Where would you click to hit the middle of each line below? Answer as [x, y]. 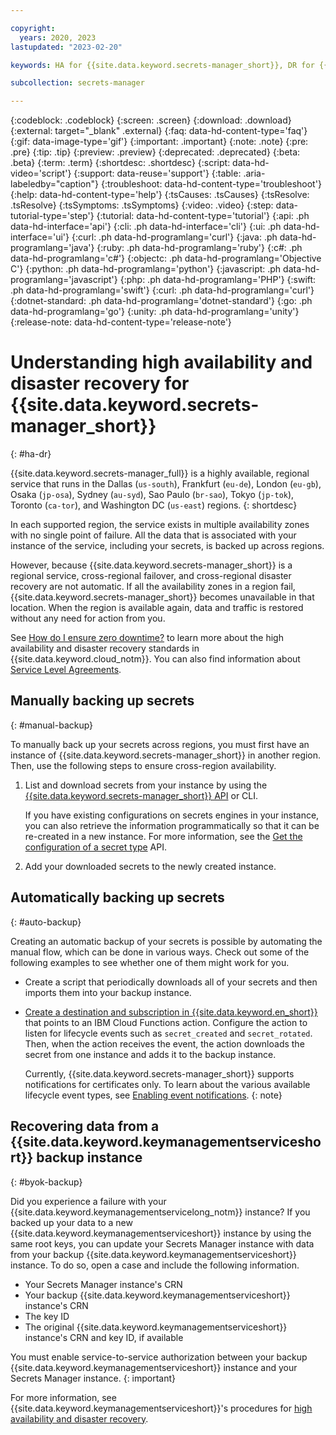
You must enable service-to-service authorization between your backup [159, 1357]
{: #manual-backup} [52, 725]
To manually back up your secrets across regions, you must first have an [160, 744]
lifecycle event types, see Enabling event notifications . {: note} [153, 1095]
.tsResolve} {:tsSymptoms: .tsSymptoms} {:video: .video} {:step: [142, 205]
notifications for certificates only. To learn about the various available [167, 1084]
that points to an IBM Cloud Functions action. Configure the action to [166, 1022]
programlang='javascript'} [64, 280]
